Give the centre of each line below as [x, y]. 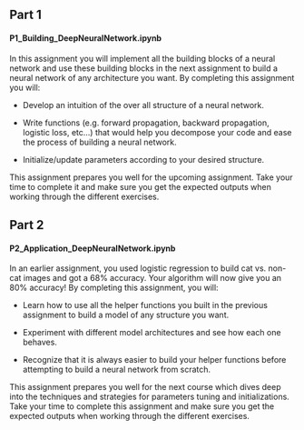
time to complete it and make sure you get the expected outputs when [141, 186]
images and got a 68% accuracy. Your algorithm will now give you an [152, 278]
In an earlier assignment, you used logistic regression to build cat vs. [138, 268]
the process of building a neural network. [99, 142]
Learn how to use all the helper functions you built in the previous [145, 305]
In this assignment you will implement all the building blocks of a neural [142, 58]
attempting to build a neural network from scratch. [117, 370]
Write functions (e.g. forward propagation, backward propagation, [146, 123]
